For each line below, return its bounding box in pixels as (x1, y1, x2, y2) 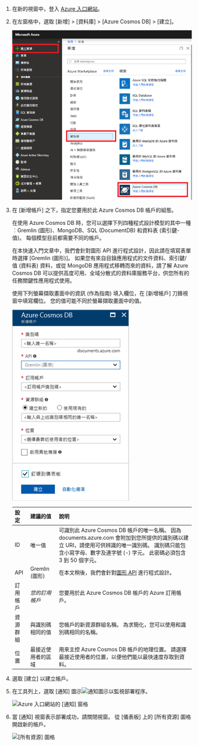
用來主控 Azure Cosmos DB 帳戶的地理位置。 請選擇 (59, 645, 187, 652)
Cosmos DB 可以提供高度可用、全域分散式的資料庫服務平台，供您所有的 (11, 269, 190, 276)
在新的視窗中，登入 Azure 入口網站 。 (11, 5, 103, 12)
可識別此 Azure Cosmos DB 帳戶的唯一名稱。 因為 (59, 527, 181, 534)
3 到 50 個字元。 (59, 557, 100, 564)
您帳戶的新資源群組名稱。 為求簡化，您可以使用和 (59, 621, 181, 628)
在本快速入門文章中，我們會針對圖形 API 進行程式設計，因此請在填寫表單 (11, 246, 191, 254)
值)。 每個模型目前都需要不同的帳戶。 (11, 234, 105, 241)
